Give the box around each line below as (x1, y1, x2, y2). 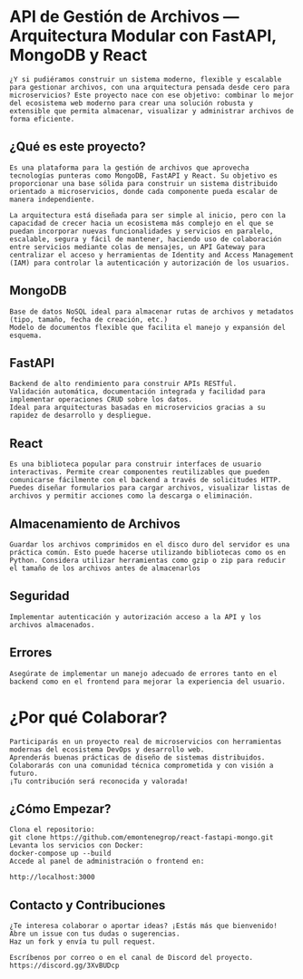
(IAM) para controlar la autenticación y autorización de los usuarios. (9, 258, 290, 267)
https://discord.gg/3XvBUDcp (9, 961, 120, 971)
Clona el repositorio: (9, 825, 95, 835)
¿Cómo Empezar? (9, 800, 112, 817)
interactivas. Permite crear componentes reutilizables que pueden (9, 468, 270, 477)
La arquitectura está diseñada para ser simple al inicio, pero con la (9, 210, 286, 219)
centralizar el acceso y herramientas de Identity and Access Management (9, 250, 295, 259)
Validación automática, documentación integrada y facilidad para (9, 387, 266, 396)
